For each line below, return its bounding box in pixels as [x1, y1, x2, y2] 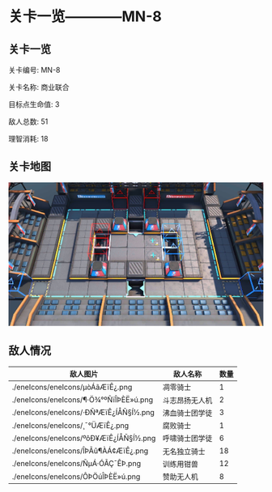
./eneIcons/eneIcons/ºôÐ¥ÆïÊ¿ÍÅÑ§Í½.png [11, 433, 156, 443]
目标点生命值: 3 [8, 100, 60, 109]
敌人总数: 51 [8, 117, 49, 126]
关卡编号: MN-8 [8, 66, 61, 74]
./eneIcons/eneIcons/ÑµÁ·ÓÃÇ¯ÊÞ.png [11, 459, 142, 469]
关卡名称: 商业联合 [8, 83, 70, 91]
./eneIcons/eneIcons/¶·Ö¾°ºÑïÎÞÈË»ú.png [11, 395, 154, 405]
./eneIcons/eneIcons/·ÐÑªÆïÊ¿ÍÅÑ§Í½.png [11, 408, 155, 418]
